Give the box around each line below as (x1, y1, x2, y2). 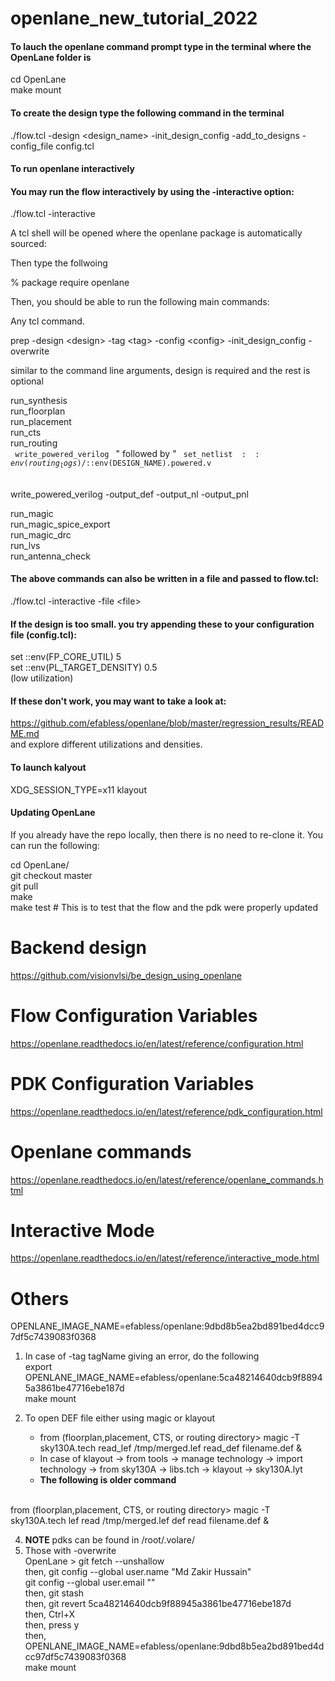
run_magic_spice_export (10, 518, 111, 530)
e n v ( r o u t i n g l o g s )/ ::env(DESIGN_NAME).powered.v (10, 458, 212, 470)
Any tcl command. (10, 315, 85, 327)
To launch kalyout (10, 761, 87, 773)
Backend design (10, 936, 147, 959)
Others (10, 1287, 70, 1310)
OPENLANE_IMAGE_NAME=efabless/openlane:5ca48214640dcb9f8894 (24, 1372, 323, 1384)
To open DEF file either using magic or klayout (24, 1412, 216, 1424)
